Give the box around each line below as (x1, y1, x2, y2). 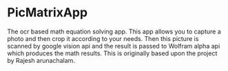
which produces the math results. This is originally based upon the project (7, 49, 218, 57)
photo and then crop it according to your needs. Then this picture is (7, 34, 199, 42)
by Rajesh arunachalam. (7, 56, 76, 64)
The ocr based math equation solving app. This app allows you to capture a (7, 27, 222, 35)
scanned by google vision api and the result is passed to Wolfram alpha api (7, 42, 220, 50)
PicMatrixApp (7, 5, 88, 20)
